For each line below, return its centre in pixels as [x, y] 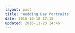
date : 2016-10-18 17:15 [29, 18]
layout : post [18, 9]
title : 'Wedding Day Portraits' [38, 14]
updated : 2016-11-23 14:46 [33, 23]
